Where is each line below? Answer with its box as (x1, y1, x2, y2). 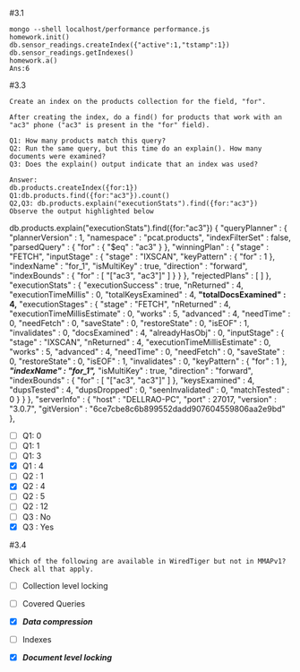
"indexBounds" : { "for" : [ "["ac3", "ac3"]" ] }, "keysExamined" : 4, (9, 375, 255, 385)
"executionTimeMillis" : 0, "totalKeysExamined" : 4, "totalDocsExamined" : (9, 289, 287, 299)
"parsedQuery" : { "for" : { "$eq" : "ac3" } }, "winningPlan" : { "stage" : (9, 242, 270, 252)
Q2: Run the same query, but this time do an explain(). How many (9, 144, 262, 153)
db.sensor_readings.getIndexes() (9, 48, 134, 57)
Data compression (21, 616, 93, 626)
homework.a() (9, 56, 58, 65)
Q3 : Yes (21, 521, 55, 532)
